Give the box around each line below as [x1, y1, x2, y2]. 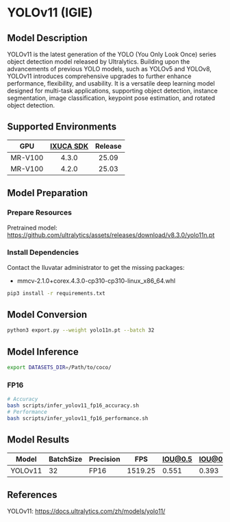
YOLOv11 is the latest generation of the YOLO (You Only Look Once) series [7, 50, 217, 58]
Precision [88, 454, 121, 464]
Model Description [7, 32, 88, 44]
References [7, 489, 57, 501]
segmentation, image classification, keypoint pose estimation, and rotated [7, 94, 216, 102]
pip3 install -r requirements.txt [7, 290, 106, 297]
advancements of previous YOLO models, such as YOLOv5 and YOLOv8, [7, 65, 212, 73]
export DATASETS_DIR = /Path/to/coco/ [7, 364, 112, 371]
